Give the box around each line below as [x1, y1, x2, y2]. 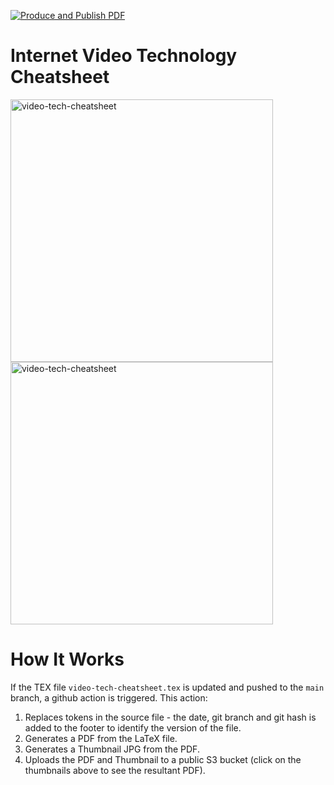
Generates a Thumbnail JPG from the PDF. [24, 743, 200, 755]
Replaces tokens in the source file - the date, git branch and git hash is [24, 711, 317, 723]
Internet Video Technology [10, 45, 238, 67]
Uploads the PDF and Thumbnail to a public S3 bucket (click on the [24, 753, 302, 765]
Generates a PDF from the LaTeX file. [24, 732, 178, 744]
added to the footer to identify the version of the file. [24, 721, 242, 734]
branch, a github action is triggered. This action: [10, 691, 208, 704]
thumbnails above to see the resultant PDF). [24, 764, 206, 776]
